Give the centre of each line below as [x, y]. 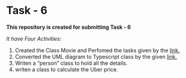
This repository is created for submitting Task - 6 [68, 27]
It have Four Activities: [34, 38]
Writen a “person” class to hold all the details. [71, 63]
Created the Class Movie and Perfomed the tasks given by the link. [97, 50]
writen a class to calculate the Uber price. [66, 69]
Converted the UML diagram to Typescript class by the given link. [96, 56]
